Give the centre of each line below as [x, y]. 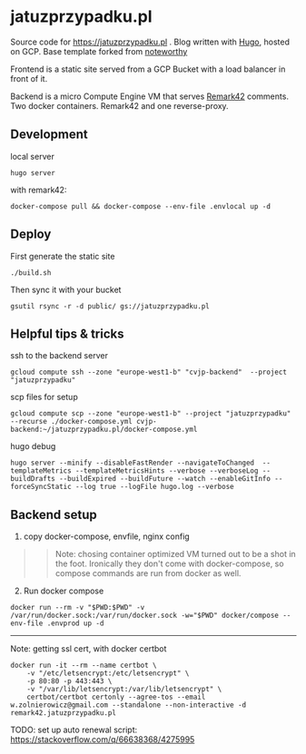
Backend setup [54, 514]
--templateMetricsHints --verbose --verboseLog [167, 471]
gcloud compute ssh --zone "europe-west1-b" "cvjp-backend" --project [148, 372]
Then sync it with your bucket [66, 289]
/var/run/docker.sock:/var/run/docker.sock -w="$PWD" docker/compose [145, 616]
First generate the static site [63, 256]
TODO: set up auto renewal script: [74, 730]
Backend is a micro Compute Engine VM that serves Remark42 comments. [150, 96]
